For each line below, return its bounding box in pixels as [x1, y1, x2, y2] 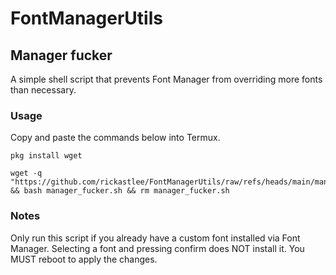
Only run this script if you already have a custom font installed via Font [10, 232, 301, 244]
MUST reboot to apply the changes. [10, 253, 158, 265]
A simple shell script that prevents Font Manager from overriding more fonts [10, 73, 323, 85]
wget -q [10, 168, 43, 179]
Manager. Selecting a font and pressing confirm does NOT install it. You [10, 242, 305, 254]
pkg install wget [10, 151, 83, 161]
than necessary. [10, 84, 77, 96]
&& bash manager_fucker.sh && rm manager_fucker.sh [10, 186, 230, 196]
